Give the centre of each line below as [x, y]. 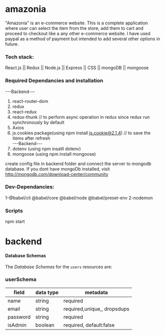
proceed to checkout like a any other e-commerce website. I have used [78, 33]
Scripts [14, 211]
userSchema [21, 279]
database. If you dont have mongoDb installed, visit [57, 169]
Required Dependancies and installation [54, 81]
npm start [15, 222]
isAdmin [17, 325]
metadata [96, 292]
